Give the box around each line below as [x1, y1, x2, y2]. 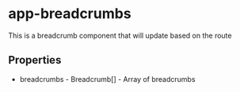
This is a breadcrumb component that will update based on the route [8, 31, 232, 40]
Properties [8, 53, 62, 67]
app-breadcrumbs [8, 5, 132, 23]
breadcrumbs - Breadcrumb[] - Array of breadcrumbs [19, 74, 196, 83]
